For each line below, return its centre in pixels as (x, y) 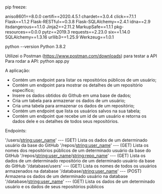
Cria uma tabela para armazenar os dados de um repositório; (73, 106)
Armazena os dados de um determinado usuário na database (67, 176)
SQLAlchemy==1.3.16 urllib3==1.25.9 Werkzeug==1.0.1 (60, 37)
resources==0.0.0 (23, 32)
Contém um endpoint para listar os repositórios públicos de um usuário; (84, 80)
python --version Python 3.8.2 (35, 46)
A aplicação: (18, 71)
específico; (23, 90)
